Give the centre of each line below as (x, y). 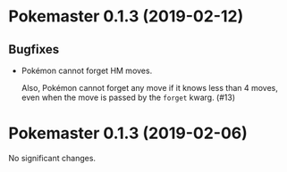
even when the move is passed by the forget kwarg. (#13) (128, 97)
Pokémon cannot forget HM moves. (87, 70)
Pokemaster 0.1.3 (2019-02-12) (126, 16)
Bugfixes (34, 49)
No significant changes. (52, 158)
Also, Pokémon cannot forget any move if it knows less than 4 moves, (150, 88)
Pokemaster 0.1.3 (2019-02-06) (128, 133)
